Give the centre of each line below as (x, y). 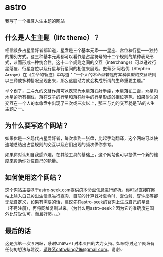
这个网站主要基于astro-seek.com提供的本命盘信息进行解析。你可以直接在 (78, 190)
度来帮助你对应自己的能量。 (33, 161)
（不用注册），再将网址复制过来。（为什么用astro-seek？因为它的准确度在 (78, 208)
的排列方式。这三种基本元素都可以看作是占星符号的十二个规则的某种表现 (77, 56)
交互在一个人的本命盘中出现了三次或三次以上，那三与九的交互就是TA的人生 (80, 103)
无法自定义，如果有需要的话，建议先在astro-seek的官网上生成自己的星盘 (78, 202)
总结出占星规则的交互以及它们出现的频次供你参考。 (64, 144)
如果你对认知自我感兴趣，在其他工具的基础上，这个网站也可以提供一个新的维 (81, 154)
